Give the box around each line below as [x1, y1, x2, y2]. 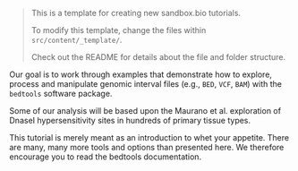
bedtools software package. [9, 89, 113, 98]
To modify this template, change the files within [30, 25, 207, 35]
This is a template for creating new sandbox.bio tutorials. [30, 8, 242, 18]
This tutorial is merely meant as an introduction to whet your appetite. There [9, 133, 289, 142]
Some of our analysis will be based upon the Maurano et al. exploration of [9, 106, 282, 115]
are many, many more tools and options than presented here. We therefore [9, 142, 285, 152]
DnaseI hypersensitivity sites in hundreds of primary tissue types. [9, 115, 251, 125]
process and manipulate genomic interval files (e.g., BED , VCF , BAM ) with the [9, 79, 283, 89]
